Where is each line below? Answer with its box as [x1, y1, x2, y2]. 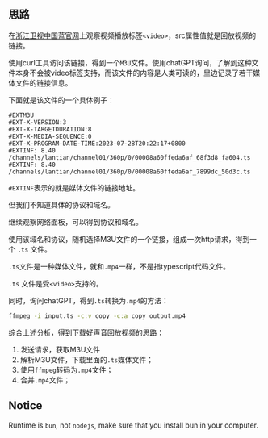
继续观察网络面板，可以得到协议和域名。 [8, 217, 143, 227]
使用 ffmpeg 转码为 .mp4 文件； [19, 365, 114, 374]
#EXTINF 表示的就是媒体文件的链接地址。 [8, 182, 140, 192]
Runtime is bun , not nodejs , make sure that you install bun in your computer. [8, 420, 258, 430]
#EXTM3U [8, 111, 35, 119]
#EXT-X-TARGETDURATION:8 [8, 125, 92, 133]
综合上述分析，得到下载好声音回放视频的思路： [8, 327, 164, 337]
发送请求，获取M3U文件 [19, 344, 101, 354]
